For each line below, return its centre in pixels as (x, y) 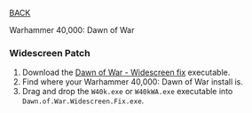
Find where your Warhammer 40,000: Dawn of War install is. (133, 82)
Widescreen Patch (50, 52)
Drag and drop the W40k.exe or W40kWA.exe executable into (127, 92)
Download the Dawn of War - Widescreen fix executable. (126, 73)
